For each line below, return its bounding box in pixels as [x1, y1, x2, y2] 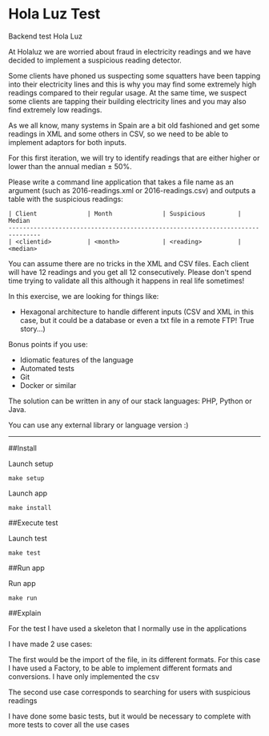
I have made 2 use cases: [8, 639, 93, 649]
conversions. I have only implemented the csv [8, 671, 160, 681]
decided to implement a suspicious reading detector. [8, 55, 182, 65]
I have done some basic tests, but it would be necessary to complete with [8, 711, 251, 721]
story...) [19, 324, 46, 334]
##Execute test [8, 518, 58, 528]
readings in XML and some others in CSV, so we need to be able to [8, 129, 229, 139]
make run [8, 594, 38, 602]
